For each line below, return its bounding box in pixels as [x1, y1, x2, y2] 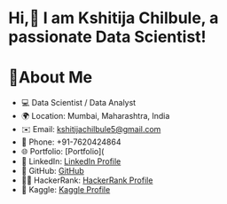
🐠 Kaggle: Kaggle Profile [20, 184, 111, 195]
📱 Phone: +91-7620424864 [20, 137, 121, 147]
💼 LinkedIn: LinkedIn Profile [20, 156, 121, 167]
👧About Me [8, 67, 93, 88]
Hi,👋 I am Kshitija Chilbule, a [8, 8, 219, 28]
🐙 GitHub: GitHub [20, 166, 85, 177]
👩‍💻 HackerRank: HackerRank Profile [20, 175, 153, 185]
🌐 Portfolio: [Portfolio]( [20, 146, 105, 157]
